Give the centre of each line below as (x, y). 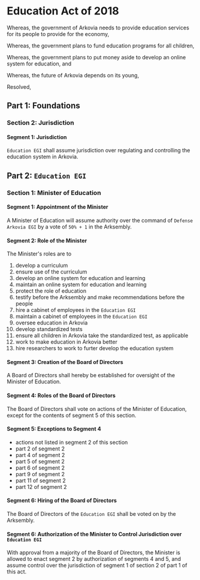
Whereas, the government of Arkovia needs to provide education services (98, 28)
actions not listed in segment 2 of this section (72, 442)
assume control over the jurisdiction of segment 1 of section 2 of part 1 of (97, 566)
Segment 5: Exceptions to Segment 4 (54, 429)
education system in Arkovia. (43, 157)
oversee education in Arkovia (51, 323)
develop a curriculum (42, 266)
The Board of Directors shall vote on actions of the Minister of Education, (97, 408)
